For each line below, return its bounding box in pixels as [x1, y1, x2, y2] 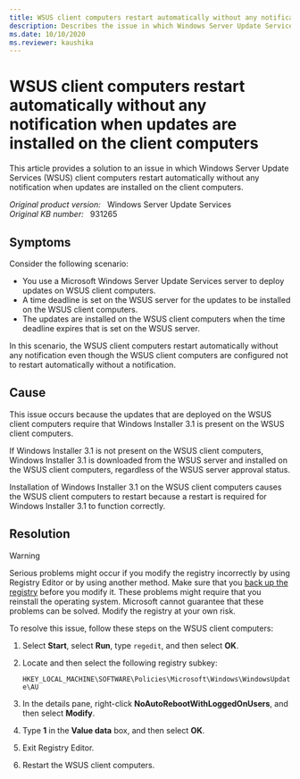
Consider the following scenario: [9, 258, 129, 269]
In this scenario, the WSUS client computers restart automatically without [9, 340, 279, 351]
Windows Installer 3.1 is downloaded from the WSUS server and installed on [9, 455, 288, 465]
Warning [9, 550, 40, 561]
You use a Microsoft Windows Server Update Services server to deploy [21, 276, 285, 286]
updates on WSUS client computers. [21, 285, 156, 296]
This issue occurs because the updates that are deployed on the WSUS [9, 408, 272, 420]
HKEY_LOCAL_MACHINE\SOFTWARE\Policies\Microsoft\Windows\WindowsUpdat [21, 674, 291, 683]
